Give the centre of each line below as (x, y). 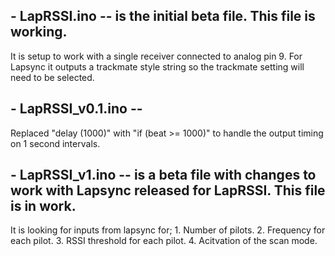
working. (39, 32)
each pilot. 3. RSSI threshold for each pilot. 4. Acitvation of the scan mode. (164, 241)
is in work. (43, 206)
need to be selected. (52, 77)
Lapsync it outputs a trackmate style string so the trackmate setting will (157, 66)
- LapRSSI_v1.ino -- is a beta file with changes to (163, 175)
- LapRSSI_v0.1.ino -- (76, 109)
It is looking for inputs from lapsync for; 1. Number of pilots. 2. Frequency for (168, 230)
